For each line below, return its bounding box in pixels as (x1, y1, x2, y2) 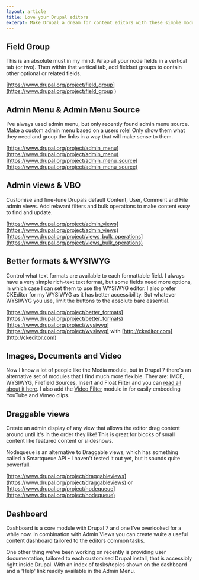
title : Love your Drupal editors (6, 14, 89, 20)
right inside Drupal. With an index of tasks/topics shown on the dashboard (6, 561, 187, 568)
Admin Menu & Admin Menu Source (6, 105, 140, 115)
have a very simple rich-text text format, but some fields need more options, (6, 278, 192, 285)
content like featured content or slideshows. (6, 437, 114, 444)
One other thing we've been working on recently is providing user (6, 549, 166, 556)
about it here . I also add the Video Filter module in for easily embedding (6, 385, 181, 392)
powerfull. (6, 461, 31, 468)
